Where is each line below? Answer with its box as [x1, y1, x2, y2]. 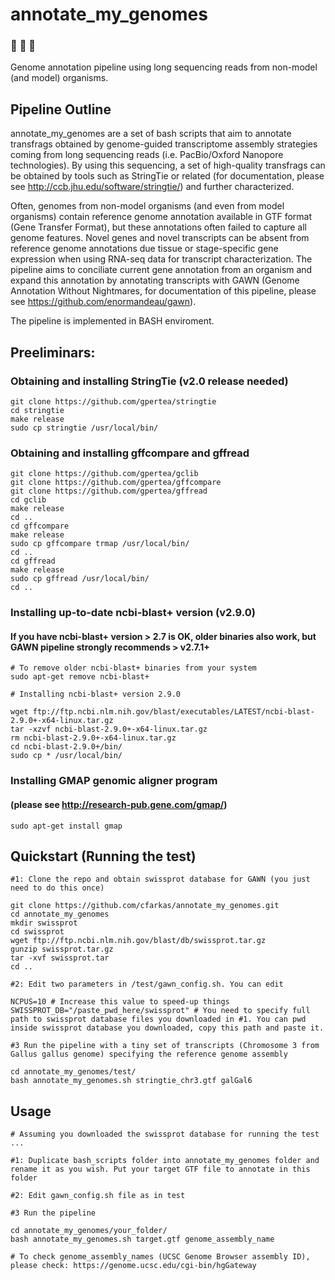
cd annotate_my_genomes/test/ [10, 1067, 137, 1077]
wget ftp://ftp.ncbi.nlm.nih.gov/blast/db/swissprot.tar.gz [10, 936, 267, 946]
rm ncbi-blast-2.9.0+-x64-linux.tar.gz [10, 733, 177, 743]
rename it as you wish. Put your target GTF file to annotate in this [10, 1164, 311, 1175]
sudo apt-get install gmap [10, 821, 123, 831]
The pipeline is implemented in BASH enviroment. [10, 315, 215, 327]
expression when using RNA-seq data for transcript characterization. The [10, 253, 313, 265]
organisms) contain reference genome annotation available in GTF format [10, 211, 313, 223]
